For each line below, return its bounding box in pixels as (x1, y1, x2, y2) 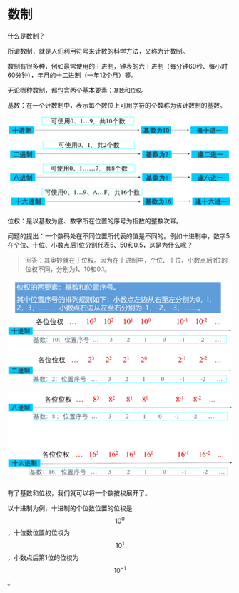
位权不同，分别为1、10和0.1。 (24, 265, 111, 273)
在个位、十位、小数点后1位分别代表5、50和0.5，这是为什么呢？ (7, 240, 193, 249)
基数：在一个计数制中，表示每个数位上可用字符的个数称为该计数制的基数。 (7, 101, 226, 109)
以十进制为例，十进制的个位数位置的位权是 (7, 504, 133, 512)
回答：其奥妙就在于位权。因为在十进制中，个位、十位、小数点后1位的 (24, 255, 228, 264)
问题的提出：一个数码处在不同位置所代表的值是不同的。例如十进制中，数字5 (7, 231, 230, 240)
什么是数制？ (7, 31, 45, 40)
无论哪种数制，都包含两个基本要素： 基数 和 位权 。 (7, 86, 148, 94)
